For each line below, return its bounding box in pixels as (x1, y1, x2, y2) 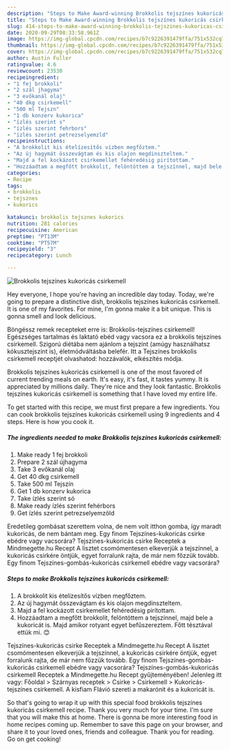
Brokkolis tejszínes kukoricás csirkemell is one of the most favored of (7, 368, 203, 376)
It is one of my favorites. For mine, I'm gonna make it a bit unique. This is (7, 305, 212, 313)
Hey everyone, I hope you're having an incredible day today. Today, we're (7, 290, 214, 298)
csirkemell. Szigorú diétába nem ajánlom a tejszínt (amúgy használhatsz (7, 340, 211, 348)
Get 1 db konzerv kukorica (16, 487, 91, 495)
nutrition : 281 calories (7, 220, 78, 227)
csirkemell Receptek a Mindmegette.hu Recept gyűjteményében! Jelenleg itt (7, 670, 222, 679)
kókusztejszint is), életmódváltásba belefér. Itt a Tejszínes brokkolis (7, 347, 197, 355)
